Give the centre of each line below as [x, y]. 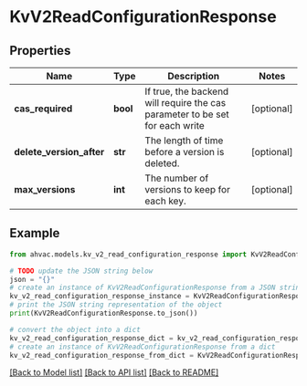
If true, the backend [187, 91]
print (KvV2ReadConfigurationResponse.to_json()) [104, 313]
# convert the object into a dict [75, 329]
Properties [40, 51]
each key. [165, 201]
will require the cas [185, 103]
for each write [175, 125]
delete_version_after [59, 152]
